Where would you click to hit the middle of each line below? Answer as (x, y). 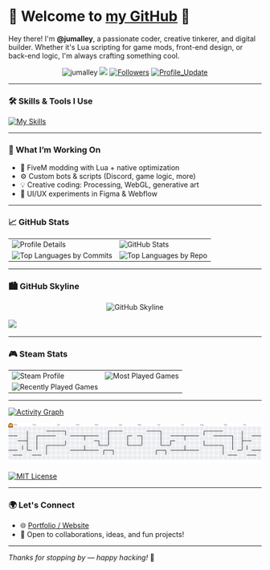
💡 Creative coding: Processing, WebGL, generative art (109, 185)
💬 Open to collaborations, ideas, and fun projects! (102, 534)
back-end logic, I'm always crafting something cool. (94, 55)
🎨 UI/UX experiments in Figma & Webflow (89, 193)
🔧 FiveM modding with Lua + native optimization (100, 167)
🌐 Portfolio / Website (55, 525)
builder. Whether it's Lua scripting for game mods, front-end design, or (126, 47)
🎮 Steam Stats (38, 354)
